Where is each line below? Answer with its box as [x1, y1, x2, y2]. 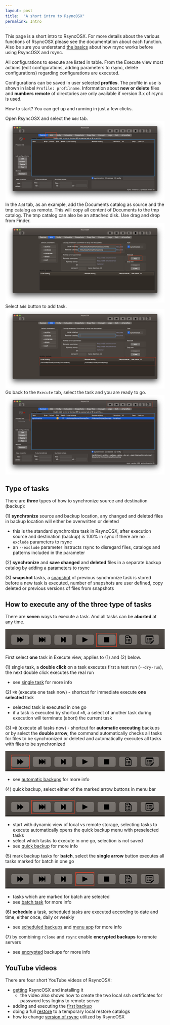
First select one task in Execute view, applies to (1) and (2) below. [5, 654, 142, 660]
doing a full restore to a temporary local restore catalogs [12, 1008, 131, 1014]
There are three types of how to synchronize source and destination [5, 498, 148, 504]
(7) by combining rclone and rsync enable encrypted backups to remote [5, 934, 157, 940]
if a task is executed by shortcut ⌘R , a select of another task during [12, 710, 152, 716]
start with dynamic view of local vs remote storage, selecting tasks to [12, 822, 158, 828]
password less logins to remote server [20, 998, 100, 1004]
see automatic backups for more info [12, 777, 90, 783]
